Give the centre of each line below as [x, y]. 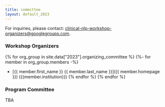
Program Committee [30, 89]
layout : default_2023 [27, 14]
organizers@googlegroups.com [37, 33]
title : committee [23, 10]
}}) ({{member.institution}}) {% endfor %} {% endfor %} [69, 77]
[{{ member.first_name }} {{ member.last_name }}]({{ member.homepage [86, 71]
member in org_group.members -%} [42, 62]
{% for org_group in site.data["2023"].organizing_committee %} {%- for [78, 56]
